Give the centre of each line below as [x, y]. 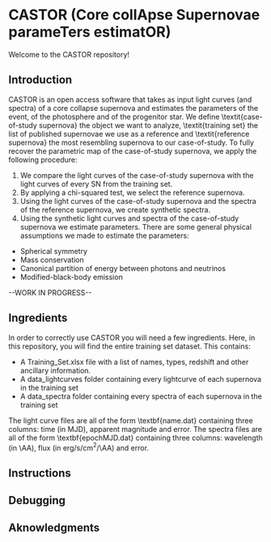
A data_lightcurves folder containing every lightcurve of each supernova [140, 379]
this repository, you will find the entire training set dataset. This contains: [129, 346]
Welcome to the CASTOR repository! [69, 54]
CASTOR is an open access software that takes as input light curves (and [130, 100]
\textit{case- [242, 116]
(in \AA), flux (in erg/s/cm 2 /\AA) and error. [79, 447]
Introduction [40, 80]
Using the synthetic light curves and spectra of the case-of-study [129, 218]
